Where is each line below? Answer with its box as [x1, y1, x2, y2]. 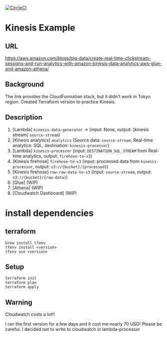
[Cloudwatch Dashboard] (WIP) [12, 190, 77, 196]
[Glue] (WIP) [12, 179, 38, 185]
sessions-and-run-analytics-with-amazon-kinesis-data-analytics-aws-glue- [5, 60, 162, 66]
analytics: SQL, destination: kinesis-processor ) [12, 142, 110, 148]
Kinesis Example [5, 22, 76, 33]
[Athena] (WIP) [12, 184, 43, 190]
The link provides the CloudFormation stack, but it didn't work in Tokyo [5, 93, 151, 99]
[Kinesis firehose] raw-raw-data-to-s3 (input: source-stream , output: [12, 168, 152, 174]
